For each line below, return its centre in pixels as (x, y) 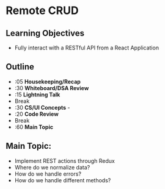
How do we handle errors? (48, 174)
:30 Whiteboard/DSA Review (52, 88)
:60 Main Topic (34, 127)
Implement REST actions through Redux (65, 161)
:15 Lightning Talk (37, 94)
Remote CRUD (42, 11)
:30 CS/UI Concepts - (42, 107)
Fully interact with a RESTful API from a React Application (87, 48)
